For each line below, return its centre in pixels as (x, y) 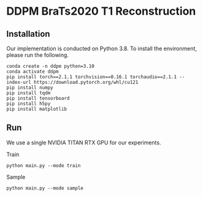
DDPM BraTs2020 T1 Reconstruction (101, 11)
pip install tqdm (29, 93)
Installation (28, 34)
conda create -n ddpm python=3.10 (51, 66)
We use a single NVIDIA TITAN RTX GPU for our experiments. (84, 143)
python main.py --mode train (44, 165)
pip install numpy (30, 87)
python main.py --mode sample (45, 188)
